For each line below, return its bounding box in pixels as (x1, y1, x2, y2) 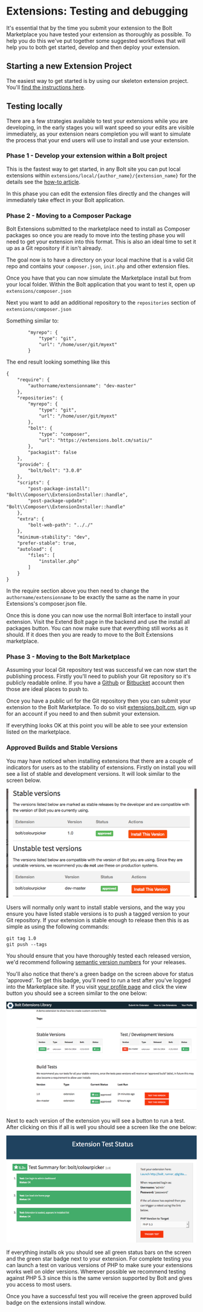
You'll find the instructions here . (6, 84, 86, 91)
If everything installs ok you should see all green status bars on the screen (6, 1248, 192, 1256)
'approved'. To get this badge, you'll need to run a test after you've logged (6, 977, 192, 984)
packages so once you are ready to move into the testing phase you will (6, 232, 185, 239)
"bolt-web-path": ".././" (28, 522, 94, 528)
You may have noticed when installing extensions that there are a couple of (6, 757, 193, 764)
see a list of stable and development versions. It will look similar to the (6, 770, 181, 777)
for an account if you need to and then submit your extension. (6, 710, 160, 718)
